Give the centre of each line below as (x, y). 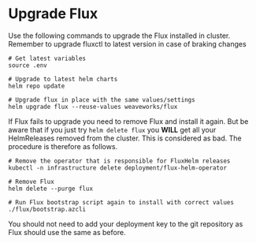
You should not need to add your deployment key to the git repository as (126, 224)
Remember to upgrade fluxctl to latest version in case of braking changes (127, 43)
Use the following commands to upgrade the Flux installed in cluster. (119, 36)
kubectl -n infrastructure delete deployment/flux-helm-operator (117, 168)
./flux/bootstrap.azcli (47, 209)
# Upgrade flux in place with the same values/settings (102, 99)
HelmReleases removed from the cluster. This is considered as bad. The (125, 138)
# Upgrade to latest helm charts (63, 79)
